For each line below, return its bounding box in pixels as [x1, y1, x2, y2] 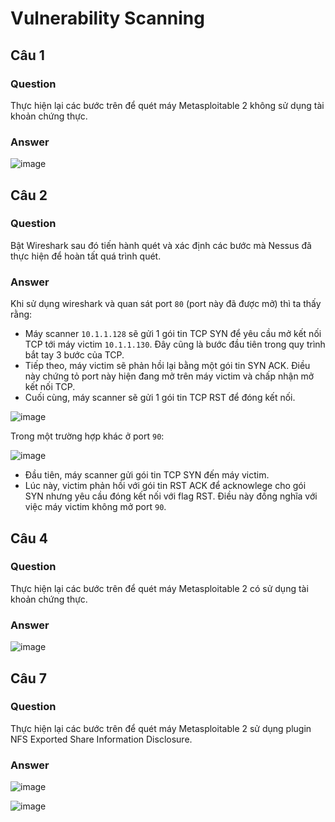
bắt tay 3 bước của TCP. [24, 349, 125, 361]
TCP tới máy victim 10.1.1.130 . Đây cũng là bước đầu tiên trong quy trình [24, 338, 326, 351]
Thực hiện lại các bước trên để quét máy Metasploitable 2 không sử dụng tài [10, 99, 325, 111]
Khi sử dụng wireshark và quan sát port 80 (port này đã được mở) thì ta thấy [10, 298, 322, 310]
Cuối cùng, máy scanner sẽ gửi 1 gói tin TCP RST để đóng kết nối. [24, 392, 296, 404]
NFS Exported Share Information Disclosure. [10, 733, 193, 745]
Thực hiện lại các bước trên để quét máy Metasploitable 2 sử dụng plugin [10, 722, 312, 734]
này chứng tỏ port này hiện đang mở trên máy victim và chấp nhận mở [24, 370, 315, 382]
